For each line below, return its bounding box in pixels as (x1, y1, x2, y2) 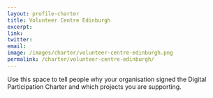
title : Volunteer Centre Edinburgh (7, 17, 111, 24)
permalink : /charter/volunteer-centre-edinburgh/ (7, 56, 155, 63)
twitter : (7, 36, 33, 43)
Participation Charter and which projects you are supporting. (7, 82, 182, 91)
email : (7, 43, 27, 50)
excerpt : (7, 23, 33, 30)
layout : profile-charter (7, 10, 80, 17)
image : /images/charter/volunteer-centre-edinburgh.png (7, 50, 173, 57)
